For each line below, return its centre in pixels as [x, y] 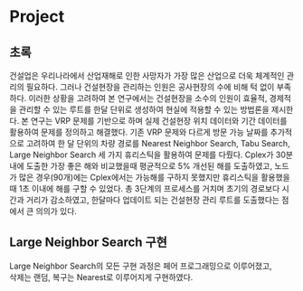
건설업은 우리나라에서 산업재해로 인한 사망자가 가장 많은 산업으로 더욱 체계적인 [147, 75]
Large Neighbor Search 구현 [88, 243]
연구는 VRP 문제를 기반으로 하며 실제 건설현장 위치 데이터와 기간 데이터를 [159, 121]
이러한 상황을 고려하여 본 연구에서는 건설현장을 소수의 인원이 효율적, [148, 98]
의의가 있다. [56, 211]
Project [37, 17]
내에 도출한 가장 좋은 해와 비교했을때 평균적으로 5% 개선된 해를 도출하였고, [141, 166]
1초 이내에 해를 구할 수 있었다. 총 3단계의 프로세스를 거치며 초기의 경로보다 [149, 188]
